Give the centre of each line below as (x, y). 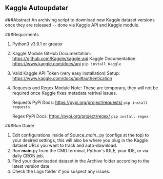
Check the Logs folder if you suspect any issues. (61, 171)
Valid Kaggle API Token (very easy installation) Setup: (66, 73)
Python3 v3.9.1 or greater (38, 44)
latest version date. (31, 166)
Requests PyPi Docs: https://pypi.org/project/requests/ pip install (80, 102)
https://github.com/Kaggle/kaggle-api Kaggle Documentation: (74, 59)
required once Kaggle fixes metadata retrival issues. (64, 93)
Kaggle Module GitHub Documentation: (51, 53)
